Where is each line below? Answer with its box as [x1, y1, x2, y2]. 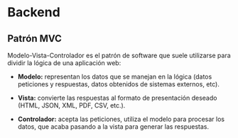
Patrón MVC [7, 33, 63, 45]
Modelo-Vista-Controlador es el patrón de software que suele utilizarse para [7, 51, 231, 59]
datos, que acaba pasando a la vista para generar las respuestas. [17, 122, 210, 131]
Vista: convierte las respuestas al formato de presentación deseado [17, 93, 217, 102]
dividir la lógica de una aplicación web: [7, 59, 121, 67]
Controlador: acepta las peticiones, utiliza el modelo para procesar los [17, 115, 225, 123]
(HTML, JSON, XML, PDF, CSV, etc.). [17, 101, 126, 110]
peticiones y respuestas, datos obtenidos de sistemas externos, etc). [17, 80, 220, 88]
